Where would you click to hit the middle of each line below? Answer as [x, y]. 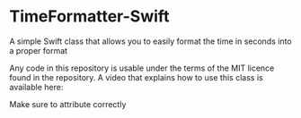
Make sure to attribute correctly [68, 104]
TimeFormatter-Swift [89, 17]
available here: [36, 87]
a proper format [39, 50]
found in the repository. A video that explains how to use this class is [136, 77]
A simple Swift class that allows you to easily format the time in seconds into [150, 41]
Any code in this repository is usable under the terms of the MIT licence [142, 68]
